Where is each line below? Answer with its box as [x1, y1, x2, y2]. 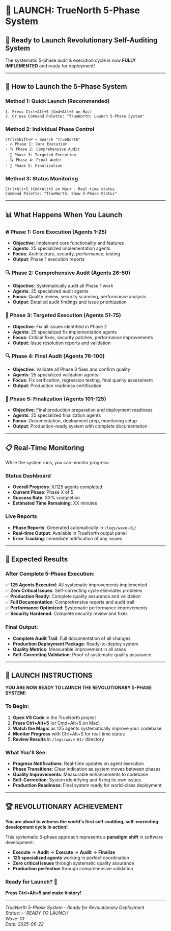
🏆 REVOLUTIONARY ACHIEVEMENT [5, 802, 123, 811]
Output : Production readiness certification [12, 383, 102, 389]
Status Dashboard [5, 472, 51, 479]
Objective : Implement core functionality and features [12, 240, 124, 246]
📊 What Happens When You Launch [5, 210, 123, 219]
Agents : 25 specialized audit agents [12, 288, 89, 294]
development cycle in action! [5, 824, 68, 830]
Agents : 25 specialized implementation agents [12, 245, 111, 251]
